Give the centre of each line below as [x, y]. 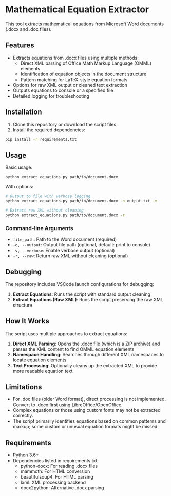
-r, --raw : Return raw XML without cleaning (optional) [70, 256]
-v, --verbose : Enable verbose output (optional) [64, 250]
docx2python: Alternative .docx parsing [62, 488]
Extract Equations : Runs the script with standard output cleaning [81, 294]
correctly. [23, 416]
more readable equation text [43, 371]
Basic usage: [19, 167]
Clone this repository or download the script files [64, 124]
